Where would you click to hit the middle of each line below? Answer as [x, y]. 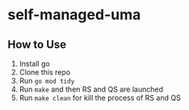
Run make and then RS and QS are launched [91, 89]
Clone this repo [44, 72]
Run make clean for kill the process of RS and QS [100, 98]
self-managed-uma [74, 15]
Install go [34, 63]
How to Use [37, 45]
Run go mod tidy [47, 81]
